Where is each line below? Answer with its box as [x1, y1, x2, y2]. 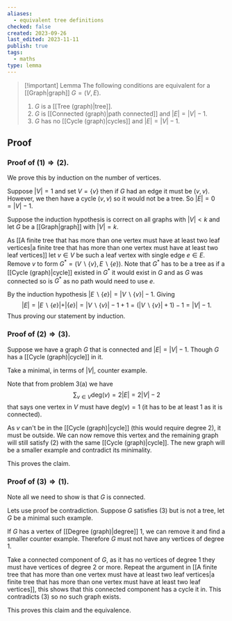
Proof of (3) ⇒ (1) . [7, 477, 69, 487]
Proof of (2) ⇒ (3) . [7, 329, 71, 339]
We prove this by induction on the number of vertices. [7, 173, 162, 182]
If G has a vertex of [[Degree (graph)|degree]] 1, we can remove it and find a [7, 527, 226, 535]
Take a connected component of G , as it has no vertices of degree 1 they [7, 555, 215, 564]
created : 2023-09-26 [7, 29, 67, 37]
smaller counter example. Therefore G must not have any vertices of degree [7, 534, 224, 543]
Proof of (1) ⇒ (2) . [7, 157, 69, 167]
